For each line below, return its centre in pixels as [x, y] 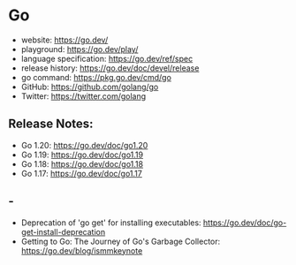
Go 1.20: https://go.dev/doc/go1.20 [84, 145]
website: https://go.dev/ [65, 40]
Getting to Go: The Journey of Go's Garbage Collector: [121, 241]
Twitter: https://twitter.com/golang [83, 96]
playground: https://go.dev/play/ [80, 49]
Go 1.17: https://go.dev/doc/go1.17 [81, 173]
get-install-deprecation [63, 231]
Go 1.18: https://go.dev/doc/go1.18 [82, 163]
